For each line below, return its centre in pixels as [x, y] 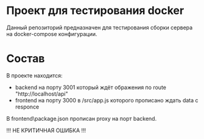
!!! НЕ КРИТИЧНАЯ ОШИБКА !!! [46, 130]
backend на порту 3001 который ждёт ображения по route [90, 87]
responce [27, 107]
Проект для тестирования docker [95, 11]
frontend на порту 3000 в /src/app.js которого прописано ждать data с [107, 100]
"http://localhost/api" [41, 94]
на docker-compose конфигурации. [52, 34]
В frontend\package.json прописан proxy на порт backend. [82, 118]
